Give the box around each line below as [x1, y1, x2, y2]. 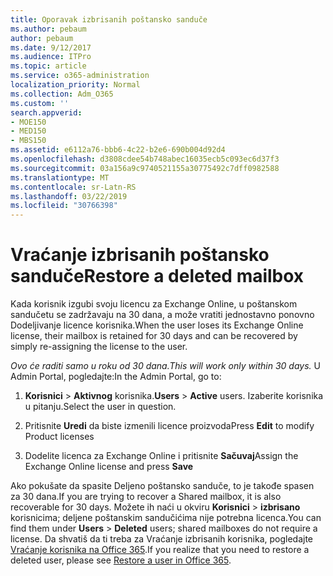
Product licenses [24, 431, 95, 443]
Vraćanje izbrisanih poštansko [10, 244, 270, 266]
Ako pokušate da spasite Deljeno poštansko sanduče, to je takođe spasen [10, 480, 315, 492]
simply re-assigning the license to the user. [10, 341, 188, 353]
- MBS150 [10, 136, 47, 146]
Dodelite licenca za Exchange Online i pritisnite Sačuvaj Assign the [24, 450, 299, 462]
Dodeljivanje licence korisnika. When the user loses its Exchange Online [10, 319, 304, 331]
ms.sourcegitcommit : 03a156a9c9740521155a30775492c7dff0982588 [10, 163, 280, 173]
